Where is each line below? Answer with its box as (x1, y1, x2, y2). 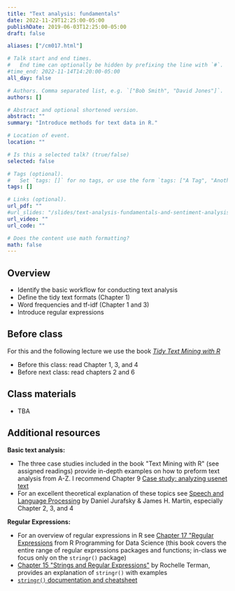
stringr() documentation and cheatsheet (17, 576, 138, 584)
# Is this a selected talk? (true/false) (7, 151, 130, 158)
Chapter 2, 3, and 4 (17, 503, 74, 512)
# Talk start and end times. (7, 55, 92, 62)
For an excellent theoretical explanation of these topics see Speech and (17, 489, 224, 497)
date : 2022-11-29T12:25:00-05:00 (7, 17, 105, 24)
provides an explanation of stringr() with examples (17, 568, 168, 576)
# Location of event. (7, 132, 71, 139)
